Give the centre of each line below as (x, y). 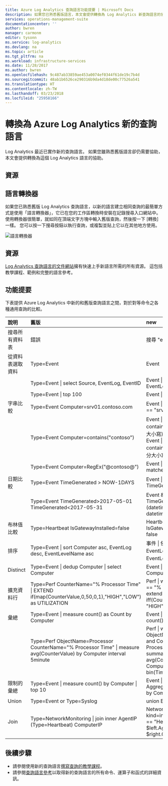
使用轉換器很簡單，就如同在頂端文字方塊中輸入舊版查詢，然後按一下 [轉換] (82, 219)
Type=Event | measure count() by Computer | (84, 684)
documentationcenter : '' (31, 24)
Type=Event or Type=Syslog (64, 701)
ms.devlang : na (21, 47)
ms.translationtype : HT (30, 84)
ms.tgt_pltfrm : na (24, 56)
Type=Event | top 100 (56, 394)
